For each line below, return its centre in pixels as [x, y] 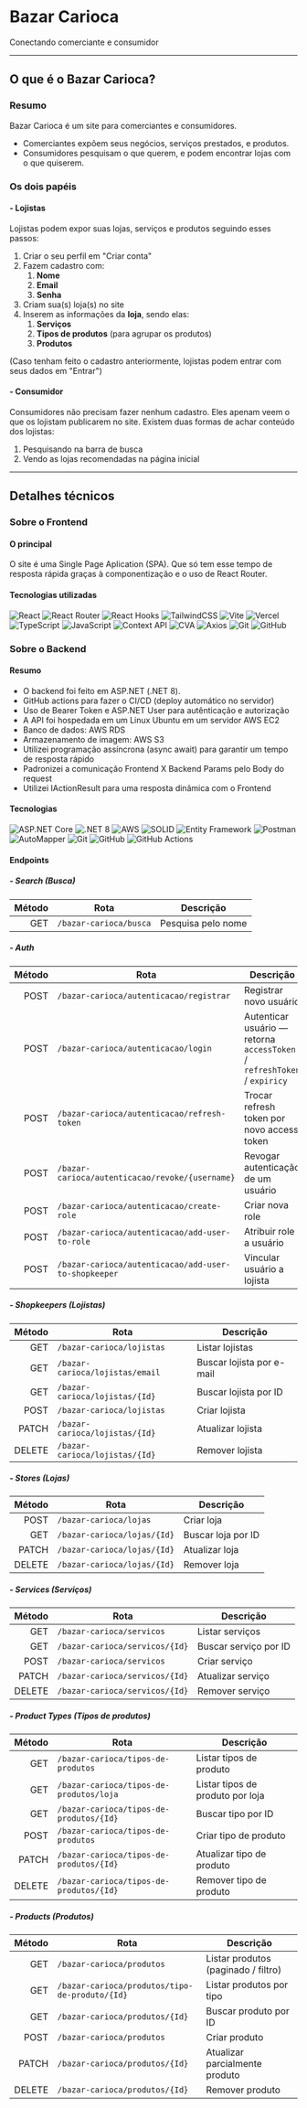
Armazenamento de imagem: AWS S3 [93, 739]
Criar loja [202, 1520]
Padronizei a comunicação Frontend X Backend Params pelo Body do [153, 768]
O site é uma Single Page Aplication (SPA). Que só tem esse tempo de [141, 564]
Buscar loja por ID [222, 1536]
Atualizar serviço [233, 1676]
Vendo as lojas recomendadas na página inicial [111, 458]
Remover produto [243, 2090]
